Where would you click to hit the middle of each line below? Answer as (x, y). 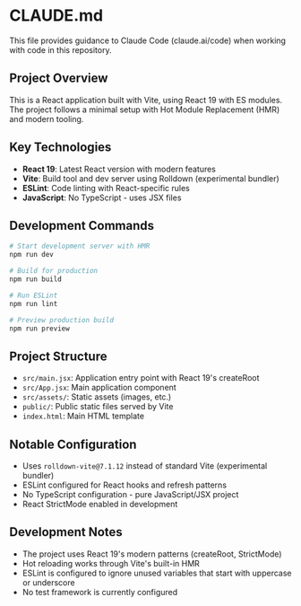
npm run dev (31, 255)
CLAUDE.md (56, 16)
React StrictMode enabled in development (100, 504)
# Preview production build (62, 320)
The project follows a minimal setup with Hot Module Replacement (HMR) (145, 110)
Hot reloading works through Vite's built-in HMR (111, 563)
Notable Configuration (73, 444)
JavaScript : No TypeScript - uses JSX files (102, 198)
